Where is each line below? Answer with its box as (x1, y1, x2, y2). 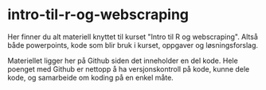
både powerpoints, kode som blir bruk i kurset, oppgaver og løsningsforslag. (7, 40, 259, 49)
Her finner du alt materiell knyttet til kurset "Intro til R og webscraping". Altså (7, 32, 258, 41)
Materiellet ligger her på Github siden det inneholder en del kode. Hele (7, 56, 238, 65)
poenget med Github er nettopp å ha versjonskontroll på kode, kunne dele (7, 64, 250, 73)
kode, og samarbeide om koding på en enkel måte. (7, 72, 174, 82)
